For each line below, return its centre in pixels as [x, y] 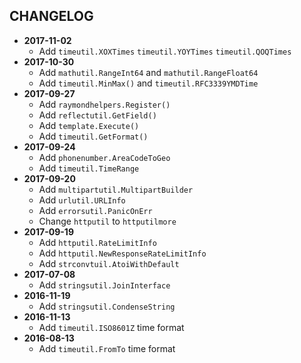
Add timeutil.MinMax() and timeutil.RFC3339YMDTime [148, 83]
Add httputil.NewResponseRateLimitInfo [122, 253]
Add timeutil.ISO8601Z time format [111, 327]
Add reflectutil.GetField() [97, 115]
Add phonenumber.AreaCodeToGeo [104, 157]
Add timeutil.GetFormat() [93, 136]
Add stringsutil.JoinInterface [104, 285]
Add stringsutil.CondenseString [107, 306]
